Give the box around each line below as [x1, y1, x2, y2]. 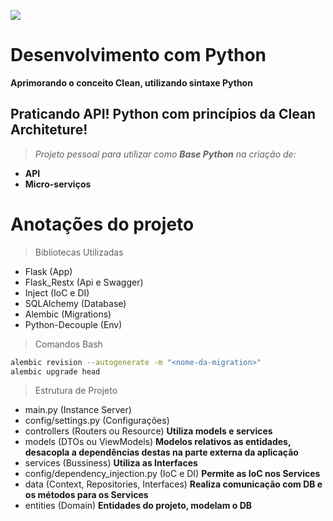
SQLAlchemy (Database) [24, 297, 127, 309]
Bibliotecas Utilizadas [34, 246, 124, 258]
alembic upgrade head [10, 366, 101, 377]
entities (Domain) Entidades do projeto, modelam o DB [24, 500, 253, 512]
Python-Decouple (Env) [24, 318, 123, 330]
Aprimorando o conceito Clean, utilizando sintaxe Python [10, 76, 253, 89]
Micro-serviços [24, 178, 92, 190]
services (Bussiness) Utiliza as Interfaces [24, 457, 198, 469]
